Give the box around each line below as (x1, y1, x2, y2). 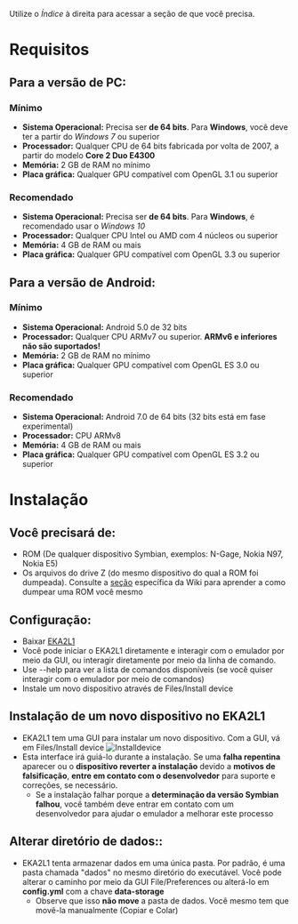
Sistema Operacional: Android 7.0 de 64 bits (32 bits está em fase (21, 412, 266, 422)
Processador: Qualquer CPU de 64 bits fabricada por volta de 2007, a (21, 141, 279, 151)
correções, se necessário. (21, 779, 118, 791)
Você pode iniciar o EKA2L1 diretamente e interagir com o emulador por (21, 645, 285, 655)
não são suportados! (21, 341, 101, 351)
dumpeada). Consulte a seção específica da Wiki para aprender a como (21, 577, 286, 588)
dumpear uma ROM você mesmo (21, 587, 144, 598)
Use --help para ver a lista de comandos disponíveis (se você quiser (21, 663, 273, 675)
